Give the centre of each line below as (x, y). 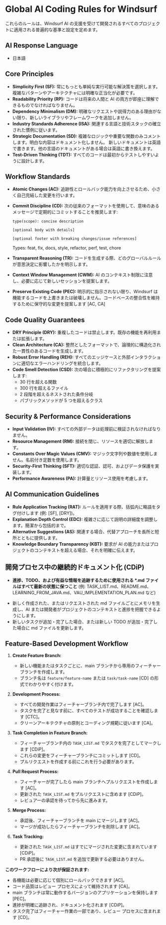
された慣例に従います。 (36, 130)
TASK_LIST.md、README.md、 (119, 586)
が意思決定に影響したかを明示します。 (51, 264)
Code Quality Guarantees (45, 320)
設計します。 (34, 161)
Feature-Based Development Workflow (67, 644)
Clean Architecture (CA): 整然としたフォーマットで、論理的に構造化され (86, 345)
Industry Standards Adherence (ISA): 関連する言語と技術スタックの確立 (86, 124)
